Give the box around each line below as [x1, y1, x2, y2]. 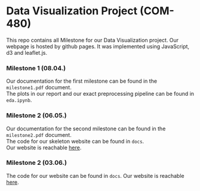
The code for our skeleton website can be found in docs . [6, 137, 144, 145]
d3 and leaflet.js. [6, 49, 48, 56]
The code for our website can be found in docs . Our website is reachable [6, 172, 184, 179]
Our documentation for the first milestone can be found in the [6, 77, 157, 84]
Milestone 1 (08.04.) [6, 64, 66, 72]
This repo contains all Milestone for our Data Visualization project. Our [6, 36, 179, 43]
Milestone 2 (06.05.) [6, 111, 67, 120]
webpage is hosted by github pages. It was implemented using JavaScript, [6, 43, 190, 50]
